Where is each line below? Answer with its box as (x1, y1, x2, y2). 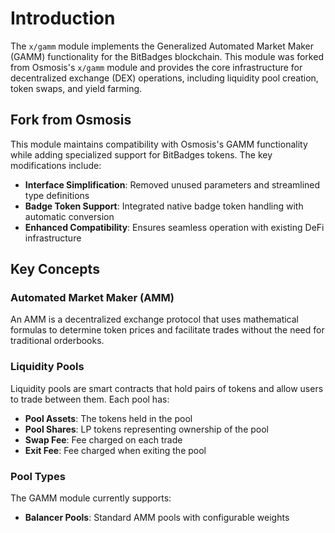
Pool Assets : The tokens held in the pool (24, 412, 193, 424)
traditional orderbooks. (10, 335, 105, 347)
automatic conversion (24, 210, 115, 222)
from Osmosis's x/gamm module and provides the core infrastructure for (10, 61, 303, 73)
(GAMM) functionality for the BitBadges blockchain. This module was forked (10, 50, 324, 62)
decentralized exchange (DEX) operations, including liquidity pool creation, (10, 72, 319, 84)
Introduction (10, 7, 116, 30)
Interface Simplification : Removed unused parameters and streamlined (24, 178, 321, 191)
